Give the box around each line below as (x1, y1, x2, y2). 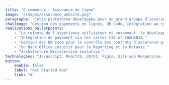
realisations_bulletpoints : (5, 26, 64, 31)
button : (5, 58, 22, 63)
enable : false (14, 63, 44, 68)
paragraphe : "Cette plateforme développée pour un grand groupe (5, 16, 143, 21)
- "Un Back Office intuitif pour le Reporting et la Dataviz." (14, 44, 150, 49)
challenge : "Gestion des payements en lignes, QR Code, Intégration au (5, 21, 158, 26)
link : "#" (14, 72, 35, 77)
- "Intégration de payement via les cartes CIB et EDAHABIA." (14, 35, 147, 40)
